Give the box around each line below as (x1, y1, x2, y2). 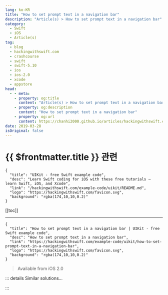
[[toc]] (5, 207, 18, 213)
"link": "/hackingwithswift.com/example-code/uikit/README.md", (9, 185, 146, 190)
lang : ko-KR (5, 7, 30, 12)
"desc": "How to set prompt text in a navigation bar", (9, 235, 128, 240)
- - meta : (9, 91, 30, 96)
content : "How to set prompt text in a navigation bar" (18, 109, 137, 115)
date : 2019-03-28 (5, 123, 41, 128)
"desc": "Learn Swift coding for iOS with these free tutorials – (9, 177, 151, 182)
